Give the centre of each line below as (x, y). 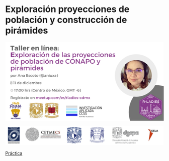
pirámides (27, 31)
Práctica (14, 153)
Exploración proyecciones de (67, 9)
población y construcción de (66, 20)
